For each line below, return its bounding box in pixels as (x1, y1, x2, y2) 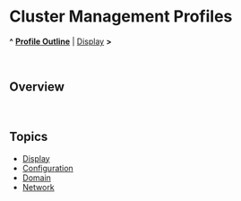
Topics (9, 129, 48, 144)
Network (22, 181, 56, 192)
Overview (9, 79, 65, 95)
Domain (22, 172, 52, 183)
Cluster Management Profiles (9, 6, 233, 27)
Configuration (22, 162, 73, 173)
